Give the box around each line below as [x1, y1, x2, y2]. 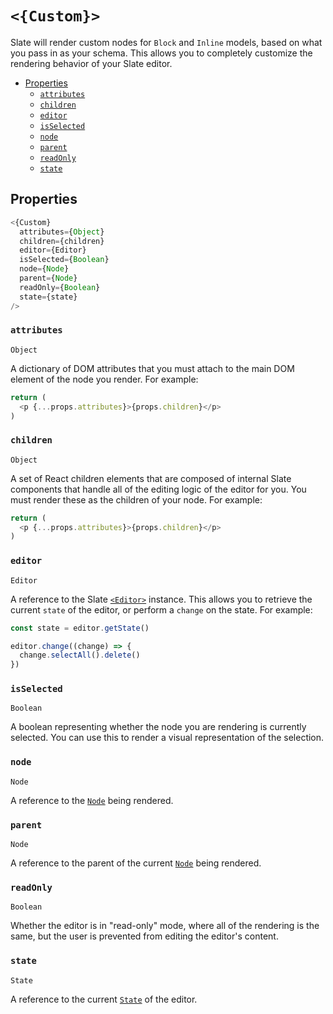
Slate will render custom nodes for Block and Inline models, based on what [10, 36, 323, 48]
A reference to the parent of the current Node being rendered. [10, 857, 262, 869]
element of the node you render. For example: [10, 373, 199, 385]
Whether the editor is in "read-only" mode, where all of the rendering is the [10, 920, 320, 932]
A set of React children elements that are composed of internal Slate [10, 472, 292, 484]
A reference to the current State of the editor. [10, 993, 198, 1005]
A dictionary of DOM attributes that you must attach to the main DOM [10, 362, 295, 374]
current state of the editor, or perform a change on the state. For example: [10, 603, 313, 616]
